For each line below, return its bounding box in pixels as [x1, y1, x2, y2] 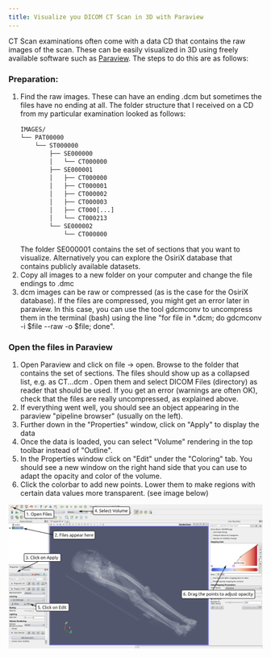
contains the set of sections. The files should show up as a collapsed [19, 368, 250, 378]
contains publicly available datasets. [19, 261, 141, 271]
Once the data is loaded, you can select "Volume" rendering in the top [19, 437, 253, 447]
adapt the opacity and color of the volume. [19, 472, 162, 481]
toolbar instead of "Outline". [19, 446, 113, 455]
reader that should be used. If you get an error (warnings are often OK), [19, 385, 258, 395]
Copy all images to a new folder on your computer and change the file [19, 270, 252, 280]
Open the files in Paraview [8, 341, 113, 352]
